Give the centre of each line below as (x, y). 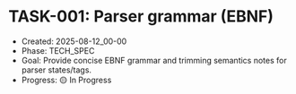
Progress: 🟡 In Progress (66, 80)
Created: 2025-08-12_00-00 (74, 41)
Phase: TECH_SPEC (58, 50)
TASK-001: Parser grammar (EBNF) (141, 17)
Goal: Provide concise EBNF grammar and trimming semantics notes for (154, 60)
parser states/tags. (56, 70)
